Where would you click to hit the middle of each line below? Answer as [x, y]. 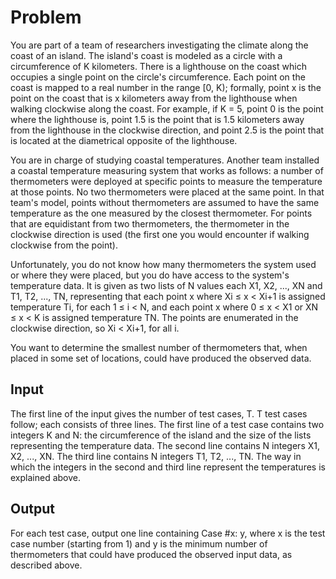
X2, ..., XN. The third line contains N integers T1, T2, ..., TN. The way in [156, 456]
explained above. [45, 477]
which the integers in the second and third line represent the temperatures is [168, 467]
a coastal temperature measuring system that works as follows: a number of [167, 170]
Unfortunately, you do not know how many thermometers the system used [163, 264]
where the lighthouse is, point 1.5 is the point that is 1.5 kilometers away [157, 119]
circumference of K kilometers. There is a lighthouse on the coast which [158, 66]
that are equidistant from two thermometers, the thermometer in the [150, 223]
